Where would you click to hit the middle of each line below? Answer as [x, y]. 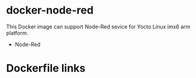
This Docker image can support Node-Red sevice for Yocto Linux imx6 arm [98, 27]
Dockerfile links [46, 68]
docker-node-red [50, 10]
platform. [17, 32]
